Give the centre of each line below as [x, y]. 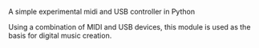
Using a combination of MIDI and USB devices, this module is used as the [129, 27]
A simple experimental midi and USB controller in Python [101, 12]
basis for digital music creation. [60, 36]
